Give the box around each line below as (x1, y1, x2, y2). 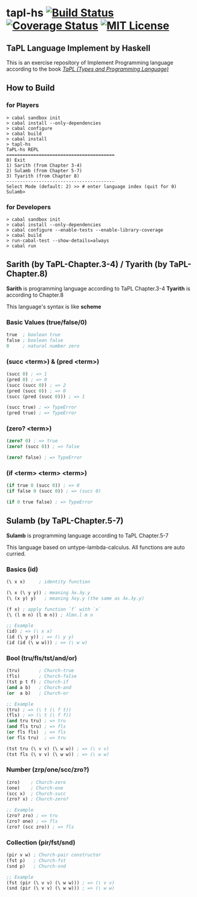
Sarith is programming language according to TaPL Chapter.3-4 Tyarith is (6, 285, 190, 292)
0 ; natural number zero (6, 343, 80, 349)
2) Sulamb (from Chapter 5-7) (6, 167, 83, 173)
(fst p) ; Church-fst (6, 857, 66, 864)
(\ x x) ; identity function (6, 579, 91, 585)
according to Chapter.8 (6, 291, 64, 299)
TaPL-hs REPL (6, 146, 39, 152)
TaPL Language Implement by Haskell (6, 43, 151, 53)
